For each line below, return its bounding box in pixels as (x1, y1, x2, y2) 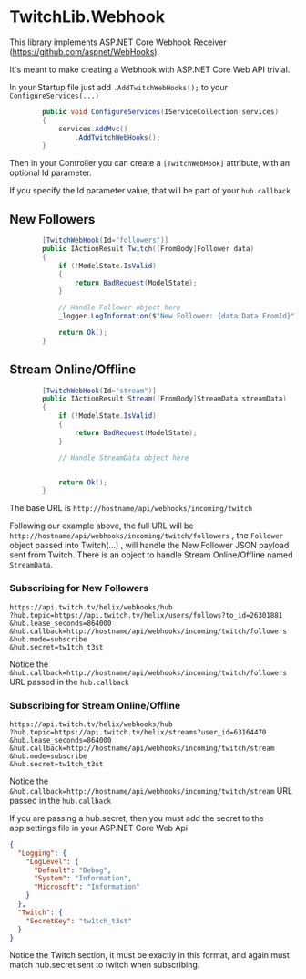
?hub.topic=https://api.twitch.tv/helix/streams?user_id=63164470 (9, 727, 267, 736)
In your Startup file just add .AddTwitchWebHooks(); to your (9, 81, 228, 92)
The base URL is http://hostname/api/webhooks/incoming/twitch (9, 503, 253, 514)
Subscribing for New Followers (9, 582, 148, 595)
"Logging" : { (17, 849, 67, 858)
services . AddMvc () (57, 124, 128, 133)
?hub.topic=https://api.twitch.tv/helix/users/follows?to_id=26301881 (9, 610, 283, 620)
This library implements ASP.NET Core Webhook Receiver (9, 36, 227, 47)
